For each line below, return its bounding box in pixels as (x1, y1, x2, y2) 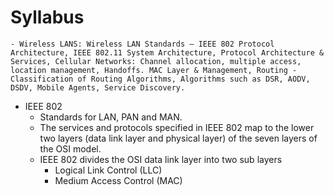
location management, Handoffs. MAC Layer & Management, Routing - (10, 65, 298, 75)
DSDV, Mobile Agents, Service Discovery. (10, 82, 186, 93)
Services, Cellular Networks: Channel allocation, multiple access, (10, 56, 302, 66)
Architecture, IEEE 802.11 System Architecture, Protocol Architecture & (10, 47, 325, 58)
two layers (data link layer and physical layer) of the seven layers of (39, 132, 318, 144)
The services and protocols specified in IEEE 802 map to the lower (39, 121, 315, 133)
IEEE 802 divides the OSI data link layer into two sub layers (39, 153, 283, 165)
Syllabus (10, 6, 85, 29)
